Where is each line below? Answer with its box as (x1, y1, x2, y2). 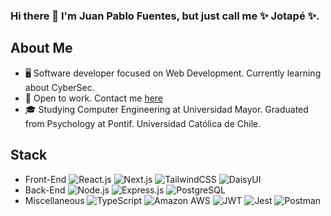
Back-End (24, 184, 66, 196)
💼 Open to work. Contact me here (24, 92, 164, 104)
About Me (10, 40, 73, 57)
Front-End (24, 173, 67, 185)
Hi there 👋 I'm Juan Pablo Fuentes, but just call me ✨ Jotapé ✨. (10, 9, 320, 23)
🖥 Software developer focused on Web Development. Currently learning (24, 67, 322, 79)
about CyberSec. (24, 81, 95, 93)
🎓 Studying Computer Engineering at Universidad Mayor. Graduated (24, 103, 309, 115)
